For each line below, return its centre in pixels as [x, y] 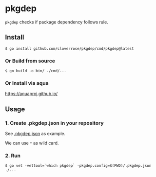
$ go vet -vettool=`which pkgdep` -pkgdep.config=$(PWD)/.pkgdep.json [78, 166]
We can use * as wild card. [32, 143]
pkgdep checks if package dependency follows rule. [57, 22]
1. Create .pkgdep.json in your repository [54, 123]
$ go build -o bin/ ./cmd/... [36, 71]
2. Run [13, 156]
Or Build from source [30, 60]
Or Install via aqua [27, 83]
